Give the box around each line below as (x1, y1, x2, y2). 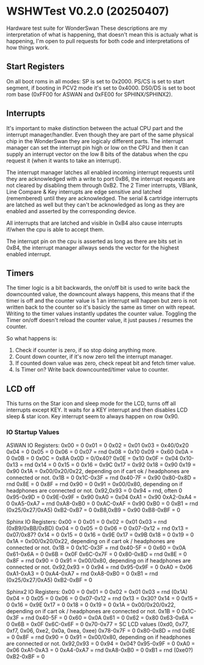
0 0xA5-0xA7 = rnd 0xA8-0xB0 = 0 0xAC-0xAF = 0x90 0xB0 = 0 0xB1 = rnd (6, 500, 199, 507)
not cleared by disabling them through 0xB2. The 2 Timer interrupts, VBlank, (6, 181, 198, 189)
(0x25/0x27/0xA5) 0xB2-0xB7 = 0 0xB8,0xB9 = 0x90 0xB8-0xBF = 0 (6, 507, 181, 514)
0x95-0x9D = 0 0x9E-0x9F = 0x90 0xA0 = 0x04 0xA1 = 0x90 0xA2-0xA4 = (6, 493, 197, 501)
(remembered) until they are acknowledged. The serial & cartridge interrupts (6, 194, 198, 202)
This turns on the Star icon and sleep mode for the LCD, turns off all (6, 400, 177, 407)
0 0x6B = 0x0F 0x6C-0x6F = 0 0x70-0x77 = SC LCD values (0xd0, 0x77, (6, 621, 189, 628)
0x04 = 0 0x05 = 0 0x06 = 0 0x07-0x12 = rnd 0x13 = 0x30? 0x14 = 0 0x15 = (6, 595, 198, 602)
